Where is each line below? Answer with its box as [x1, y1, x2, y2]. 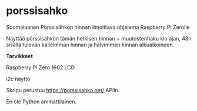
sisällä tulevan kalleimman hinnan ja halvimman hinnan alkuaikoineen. [6, 41, 175, 48]
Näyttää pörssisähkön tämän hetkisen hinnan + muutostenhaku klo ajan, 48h [6, 35, 192, 42]
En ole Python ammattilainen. [6, 98, 77, 105]
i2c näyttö [6, 75, 31, 82]
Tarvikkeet [6, 52, 34, 59]
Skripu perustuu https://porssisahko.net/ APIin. [6, 86, 120, 93]
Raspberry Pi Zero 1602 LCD [6, 63, 75, 71]
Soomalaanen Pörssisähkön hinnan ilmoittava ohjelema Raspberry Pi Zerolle [6, 23, 190, 31]
